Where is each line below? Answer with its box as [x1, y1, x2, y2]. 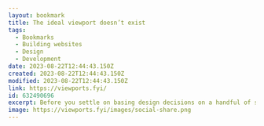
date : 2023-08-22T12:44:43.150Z [8, 63, 114, 70]
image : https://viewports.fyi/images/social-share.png [8, 106, 192, 114]
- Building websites [15, 41, 82, 49]
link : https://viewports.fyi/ [8, 84, 108, 92]
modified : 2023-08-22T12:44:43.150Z [8, 77, 128, 85]
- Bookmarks [15, 33, 55, 41]
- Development [15, 56, 61, 63]
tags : [8, 26, 26, 34]
